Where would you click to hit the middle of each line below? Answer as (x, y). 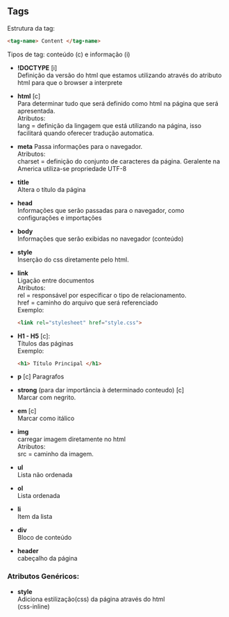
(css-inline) (33, 606)
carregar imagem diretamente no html (71, 439)
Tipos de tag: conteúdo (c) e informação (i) (69, 54)
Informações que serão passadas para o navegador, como (101, 210)
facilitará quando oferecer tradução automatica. (86, 133)
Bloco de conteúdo (44, 538)
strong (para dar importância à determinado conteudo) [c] (101, 390)
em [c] (27, 411)
